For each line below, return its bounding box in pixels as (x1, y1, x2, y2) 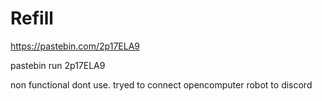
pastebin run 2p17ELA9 (10, 59, 106, 71)
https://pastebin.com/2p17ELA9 (10, 40, 140, 52)
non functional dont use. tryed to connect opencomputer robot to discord (10, 78, 313, 91)
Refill (10, 7, 54, 30)
